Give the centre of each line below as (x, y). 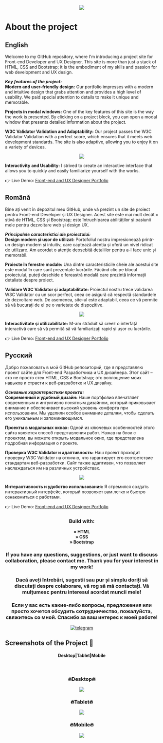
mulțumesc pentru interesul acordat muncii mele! (82, 592)
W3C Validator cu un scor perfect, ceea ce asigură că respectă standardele (81, 295)
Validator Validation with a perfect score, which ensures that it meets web (79, 137)
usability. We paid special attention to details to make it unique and (72, 97)
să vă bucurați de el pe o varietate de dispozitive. (54, 305)
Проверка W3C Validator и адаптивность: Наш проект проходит (72, 452)
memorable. (17, 102)
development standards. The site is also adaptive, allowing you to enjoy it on (81, 142)
